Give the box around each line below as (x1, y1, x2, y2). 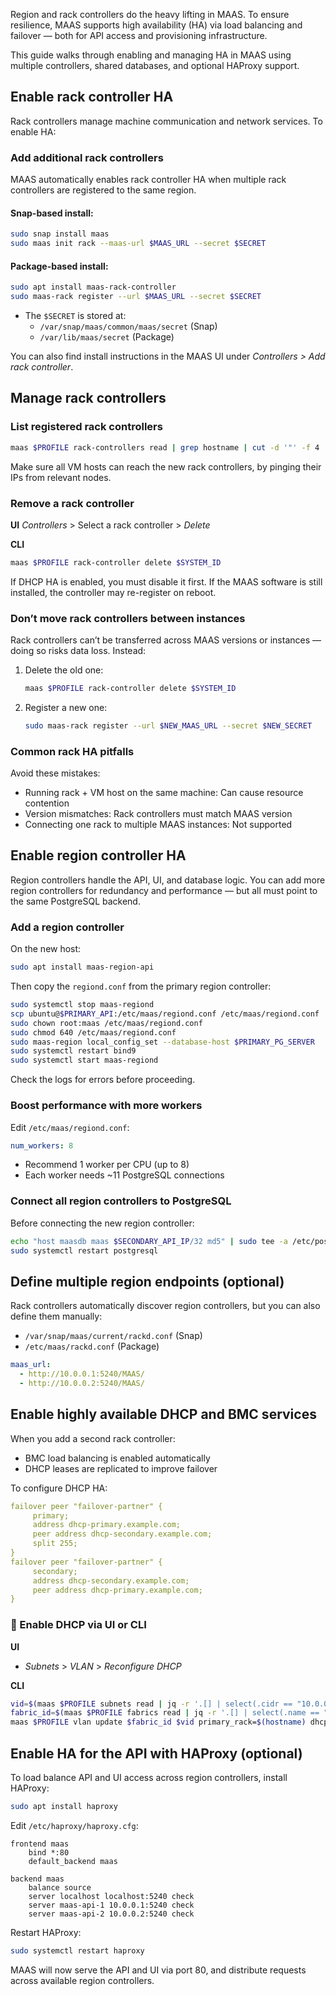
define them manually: (10, 1310, 103, 1323)
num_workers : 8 (10, 1140, 74, 1151)
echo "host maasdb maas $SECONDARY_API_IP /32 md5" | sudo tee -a (10, 1236, 288, 1246)
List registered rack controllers (10, 420, 163, 434)
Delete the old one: (24, 664, 104, 676)
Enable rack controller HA (10, 89, 174, 106)
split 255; (32, 1539, 78, 1549)
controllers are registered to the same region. (10, 184, 197, 196)
